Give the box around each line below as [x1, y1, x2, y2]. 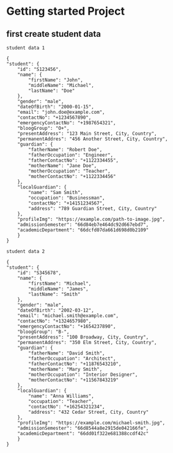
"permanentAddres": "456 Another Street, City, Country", [17, 136, 168, 142]
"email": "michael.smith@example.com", [17, 313, 119, 319]
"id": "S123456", [17, 66, 62, 72]
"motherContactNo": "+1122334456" [28, 173, 116, 179]
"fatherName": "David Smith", [28, 350, 105, 356]
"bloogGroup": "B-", [17, 329, 70, 335]
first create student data [6, 29, 101, 39]
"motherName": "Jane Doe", [28, 163, 97, 169]
